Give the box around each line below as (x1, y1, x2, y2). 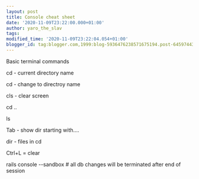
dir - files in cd (6, 138, 42, 145)
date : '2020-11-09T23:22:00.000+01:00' (6, 19, 105, 25)
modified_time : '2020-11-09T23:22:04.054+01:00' (6, 36, 129, 42)
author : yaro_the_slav (6, 25, 62, 31)
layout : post (6, 8, 38, 15)
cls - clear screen (6, 92, 49, 99)
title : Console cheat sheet (6, 14, 76, 20)
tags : (6, 31, 20, 37)
